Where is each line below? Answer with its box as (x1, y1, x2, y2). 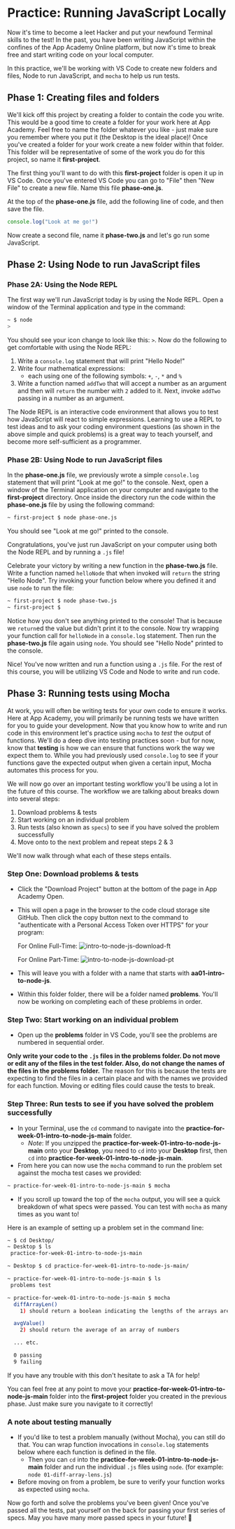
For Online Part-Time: (17, 956, 80, 964)
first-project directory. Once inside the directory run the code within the (7, 493, 215, 502)
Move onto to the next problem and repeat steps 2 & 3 (17, 838, 173, 846)
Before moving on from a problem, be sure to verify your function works (17, 1478, 225, 1486)
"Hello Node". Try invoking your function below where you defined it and (7, 576, 217, 585)
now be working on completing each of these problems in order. (17, 998, 203, 1006)
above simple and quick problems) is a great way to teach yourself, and (7, 430, 213, 439)
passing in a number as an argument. (17, 394, 124, 402)
